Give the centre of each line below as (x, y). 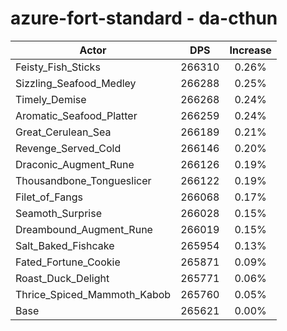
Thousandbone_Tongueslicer (83, 180)
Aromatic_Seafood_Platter (76, 115)
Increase (250, 50)
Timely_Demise (51, 99)
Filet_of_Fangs (49, 197)
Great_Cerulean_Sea (63, 132)
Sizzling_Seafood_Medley (76, 83)
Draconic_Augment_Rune (75, 164)
